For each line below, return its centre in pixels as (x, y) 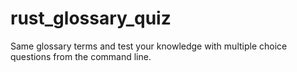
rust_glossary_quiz (91, 18)
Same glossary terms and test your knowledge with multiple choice (149, 46)
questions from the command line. (81, 56)
